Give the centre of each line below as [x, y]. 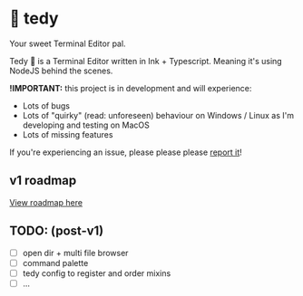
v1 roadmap [43, 181]
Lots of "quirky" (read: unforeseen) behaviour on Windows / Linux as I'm [158, 115]
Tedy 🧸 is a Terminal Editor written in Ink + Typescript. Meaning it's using [146, 61]
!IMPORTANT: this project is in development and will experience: [131, 88]
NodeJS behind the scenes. [61, 71]
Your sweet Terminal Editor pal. [68, 43]
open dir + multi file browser [75, 253]
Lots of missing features [68, 134]
